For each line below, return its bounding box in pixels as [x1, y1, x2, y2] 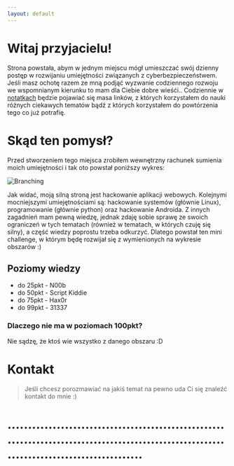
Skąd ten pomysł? [7, 132, 113, 148]
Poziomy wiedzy [7, 262, 81, 274]
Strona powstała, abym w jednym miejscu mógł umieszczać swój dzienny [7, 64, 219, 72]
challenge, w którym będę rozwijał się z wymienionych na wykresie [7, 235, 202, 243]
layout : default [7, 10, 55, 17]
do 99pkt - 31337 [17, 304, 68, 312]
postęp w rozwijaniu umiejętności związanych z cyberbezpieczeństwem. [7, 71, 217, 79]
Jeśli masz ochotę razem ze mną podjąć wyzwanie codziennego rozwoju [7, 78, 219, 87]
